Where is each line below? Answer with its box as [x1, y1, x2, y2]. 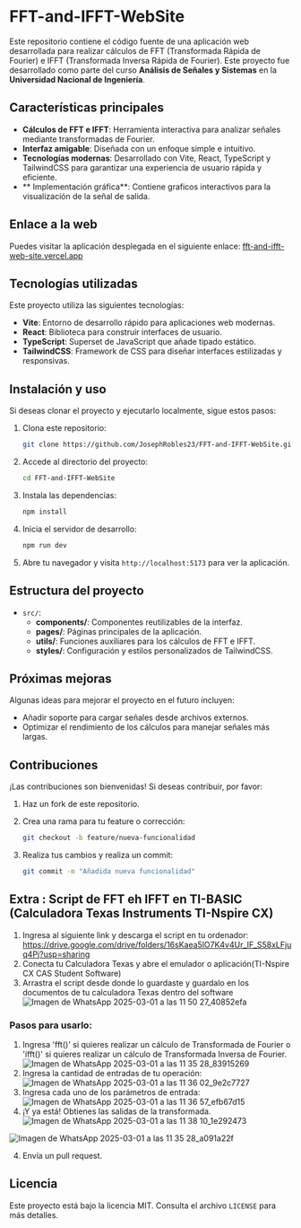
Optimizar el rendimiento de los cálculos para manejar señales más [21, 722, 271, 732]
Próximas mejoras [9, 671, 112, 686]
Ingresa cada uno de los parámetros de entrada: [21, 1086, 201, 1097]
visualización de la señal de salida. [21, 190, 150, 201]
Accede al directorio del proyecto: [21, 456, 149, 468]
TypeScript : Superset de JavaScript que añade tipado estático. [21, 337, 257, 347]
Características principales [9, 101, 164, 116]
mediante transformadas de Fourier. [21, 133, 155, 145]
